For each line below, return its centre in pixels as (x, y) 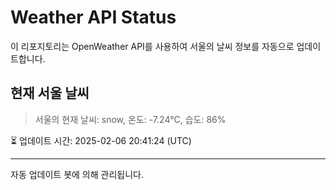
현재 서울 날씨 (50, 93)
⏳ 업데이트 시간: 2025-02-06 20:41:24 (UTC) (101, 140)
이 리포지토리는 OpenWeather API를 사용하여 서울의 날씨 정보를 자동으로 (152, 46)
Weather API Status (93, 17)
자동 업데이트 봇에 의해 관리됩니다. (77, 174)
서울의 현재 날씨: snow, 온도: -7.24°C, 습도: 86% (130, 119)
